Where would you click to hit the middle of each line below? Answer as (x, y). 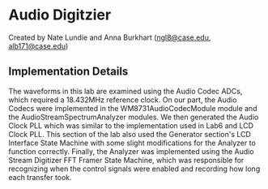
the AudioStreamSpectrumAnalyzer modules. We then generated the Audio (134, 117)
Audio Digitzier (60, 15)
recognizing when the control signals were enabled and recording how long (134, 169)
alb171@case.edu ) (38, 45)
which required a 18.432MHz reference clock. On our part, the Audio (123, 100)
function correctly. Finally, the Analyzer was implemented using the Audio (131, 151)
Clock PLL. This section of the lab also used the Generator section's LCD (130, 134)
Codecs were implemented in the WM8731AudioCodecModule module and (133, 108)
